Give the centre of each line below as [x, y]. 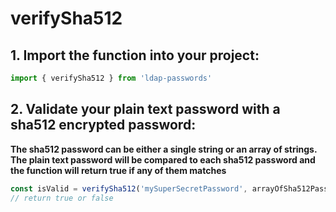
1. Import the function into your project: [135, 55]
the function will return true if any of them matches [118, 170]
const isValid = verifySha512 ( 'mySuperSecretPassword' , [129, 188]
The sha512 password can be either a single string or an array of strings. [164, 149]
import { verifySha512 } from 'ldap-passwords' [111, 78]
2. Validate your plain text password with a [145, 109]
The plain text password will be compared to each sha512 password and [163, 159]
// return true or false [62, 198]
